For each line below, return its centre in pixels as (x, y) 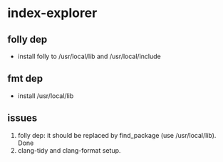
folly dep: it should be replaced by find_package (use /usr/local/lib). (117, 135)
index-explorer (52, 13)
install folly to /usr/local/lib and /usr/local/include (89, 56)
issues (22, 118)
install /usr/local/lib (46, 96)
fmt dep (25, 79)
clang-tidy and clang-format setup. (69, 150)
